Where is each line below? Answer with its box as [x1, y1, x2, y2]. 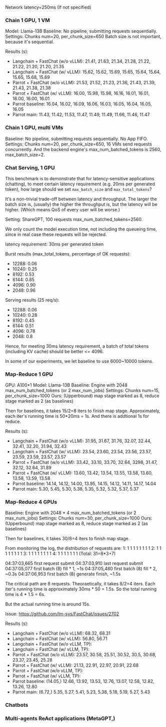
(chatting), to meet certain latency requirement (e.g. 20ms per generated [5, 181, 155, 187]
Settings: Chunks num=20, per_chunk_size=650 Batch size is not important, [5, 34, 161, 40]
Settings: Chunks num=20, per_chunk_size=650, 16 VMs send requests [5, 141, 152, 147]
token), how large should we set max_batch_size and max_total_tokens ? [5, 186, 152, 192]
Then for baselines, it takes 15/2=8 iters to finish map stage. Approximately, [5, 408, 161, 414]
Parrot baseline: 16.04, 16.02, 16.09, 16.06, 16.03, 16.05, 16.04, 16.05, [12, 101, 152, 107]
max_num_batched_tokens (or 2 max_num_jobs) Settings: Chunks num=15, [5, 388, 160, 394]
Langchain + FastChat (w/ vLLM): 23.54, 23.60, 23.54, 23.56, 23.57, [12, 449, 152, 455]
